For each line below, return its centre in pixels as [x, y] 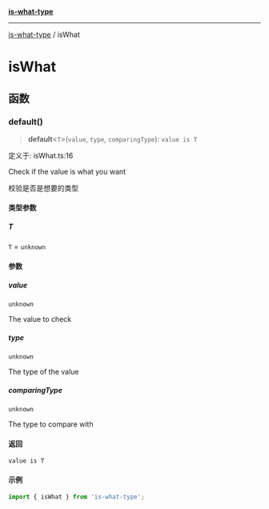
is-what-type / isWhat [44, 34]
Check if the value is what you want [67, 171]
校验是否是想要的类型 [43, 188]
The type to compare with [51, 424]
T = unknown [27, 246]
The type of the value [44, 371]
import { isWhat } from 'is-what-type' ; [77, 497]
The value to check [40, 319]
